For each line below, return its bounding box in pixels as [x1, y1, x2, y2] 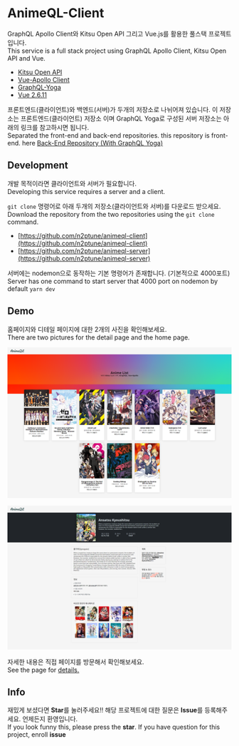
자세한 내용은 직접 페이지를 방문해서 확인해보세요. [7, 658, 144, 666]
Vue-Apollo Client [17, 75, 70, 83]
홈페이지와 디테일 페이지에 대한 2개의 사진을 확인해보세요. [7, 325, 167, 333]
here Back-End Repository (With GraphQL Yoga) [21, 138, 164, 147]
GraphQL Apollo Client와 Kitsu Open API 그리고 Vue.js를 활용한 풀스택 [7, 29, 208, 38]
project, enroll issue [7, 730, 66, 739]
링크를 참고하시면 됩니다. [20, 123, 90, 131]
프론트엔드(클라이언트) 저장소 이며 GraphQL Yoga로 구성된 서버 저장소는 [20, 114, 222, 123]
